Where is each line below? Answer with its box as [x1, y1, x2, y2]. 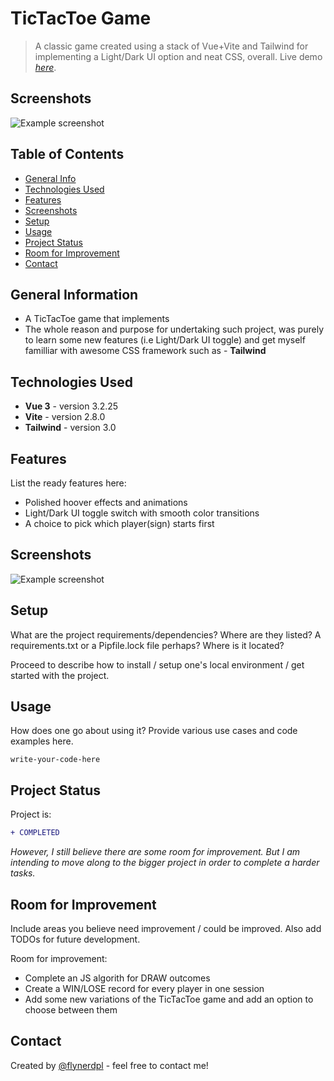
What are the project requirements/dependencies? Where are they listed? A [10, 628, 322, 641]
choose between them [24, 1003, 118, 1016]
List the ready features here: [10, 477, 127, 489]
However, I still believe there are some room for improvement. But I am [10, 846, 301, 858]
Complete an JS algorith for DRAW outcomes [24, 972, 211, 984]
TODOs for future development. [10, 933, 141, 945]
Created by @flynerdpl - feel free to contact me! [10, 1059, 209, 1071]
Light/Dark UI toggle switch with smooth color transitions [24, 507, 260, 519]
